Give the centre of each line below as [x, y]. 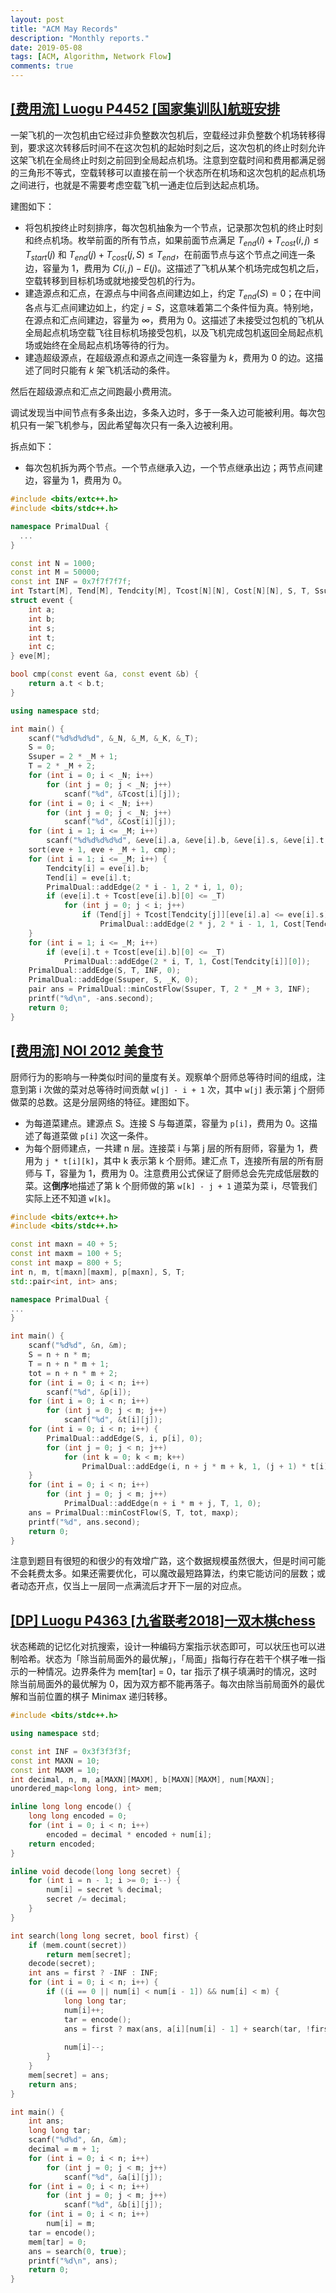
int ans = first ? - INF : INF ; [93, 1973]
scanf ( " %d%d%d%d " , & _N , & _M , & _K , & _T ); [113, 738]
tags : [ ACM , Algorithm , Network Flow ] [91, 57]
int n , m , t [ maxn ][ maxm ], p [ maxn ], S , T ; [98, 1272]
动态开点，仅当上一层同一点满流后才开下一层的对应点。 [132, 1586]
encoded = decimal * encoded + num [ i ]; [129, 1834]
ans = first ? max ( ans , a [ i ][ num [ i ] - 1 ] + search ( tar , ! [187, 2029]
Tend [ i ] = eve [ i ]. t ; [89, 877]
